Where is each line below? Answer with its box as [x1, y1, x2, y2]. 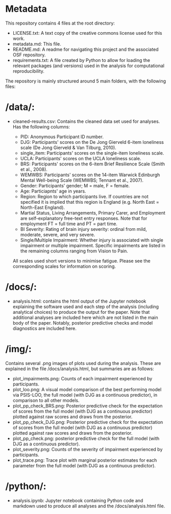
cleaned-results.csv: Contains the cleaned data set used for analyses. [12, 118, 160, 124]
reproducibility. [12, 68, 45, 74]
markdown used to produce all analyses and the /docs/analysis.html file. [12, 503, 165, 509]
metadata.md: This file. [12, 40, 61, 47]
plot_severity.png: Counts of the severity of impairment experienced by [12, 446, 163, 452]
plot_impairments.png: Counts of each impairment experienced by [12, 375, 153, 381]
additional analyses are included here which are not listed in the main [12, 314, 158, 320]
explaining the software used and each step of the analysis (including [12, 303, 159, 310]
